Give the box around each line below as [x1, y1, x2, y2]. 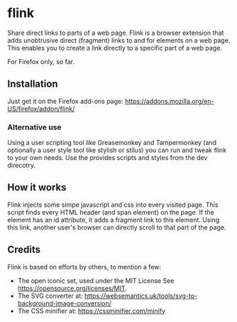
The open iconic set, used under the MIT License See [17, 276, 175, 285]
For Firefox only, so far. [7, 57, 75, 65]
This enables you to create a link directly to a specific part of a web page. [7, 43, 222, 52]
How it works [7, 181, 67, 193]
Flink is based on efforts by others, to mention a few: [7, 262, 162, 271]
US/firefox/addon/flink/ [7, 104, 75, 113]
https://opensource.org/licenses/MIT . [17, 284, 128, 292]
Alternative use [7, 122, 62, 132]
